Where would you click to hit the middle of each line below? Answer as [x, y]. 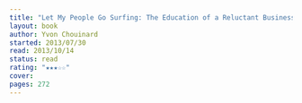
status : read [34, 59]
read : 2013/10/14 [42, 51]
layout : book [34, 26]
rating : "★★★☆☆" [40, 68]
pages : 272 [30, 84]
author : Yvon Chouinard [54, 34]
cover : [22, 76]
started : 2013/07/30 [48, 43]
